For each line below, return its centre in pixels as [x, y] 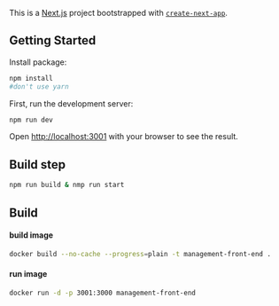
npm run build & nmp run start [67, 185]
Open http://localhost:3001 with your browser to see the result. [124, 137]
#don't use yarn [39, 86]
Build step [38, 165]
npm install [31, 78]
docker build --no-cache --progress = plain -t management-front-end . [140, 254]
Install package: [38, 62]
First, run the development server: [71, 103]
